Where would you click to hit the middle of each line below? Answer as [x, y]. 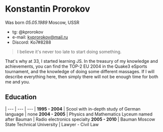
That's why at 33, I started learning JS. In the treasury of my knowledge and [81, 61]
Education [21, 97]
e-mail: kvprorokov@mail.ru [40, 37]
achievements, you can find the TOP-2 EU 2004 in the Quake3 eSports [76, 66]
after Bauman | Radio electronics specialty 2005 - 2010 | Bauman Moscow [80, 119]
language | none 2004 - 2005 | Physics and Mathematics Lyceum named [79, 114]
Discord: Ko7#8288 [31, 42]
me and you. [18, 82]
